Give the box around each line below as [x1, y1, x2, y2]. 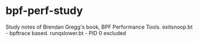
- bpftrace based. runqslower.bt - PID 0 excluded [5, 29, 126, 36]
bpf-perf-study [5, 4, 83, 17]
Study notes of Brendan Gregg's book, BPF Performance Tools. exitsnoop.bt [5, 23, 193, 30]
